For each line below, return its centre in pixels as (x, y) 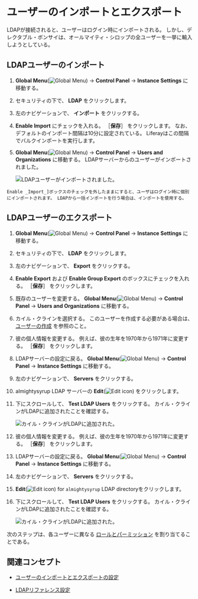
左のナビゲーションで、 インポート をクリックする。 (79, 113)
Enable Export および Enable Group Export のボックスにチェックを (97, 278)
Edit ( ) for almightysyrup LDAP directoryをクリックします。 (100, 489)
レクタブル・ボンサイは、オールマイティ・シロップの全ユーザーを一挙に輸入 (100, 37)
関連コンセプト (34, 562)
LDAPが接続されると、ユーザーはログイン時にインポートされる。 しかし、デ (100, 30)
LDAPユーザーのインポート (56, 65)
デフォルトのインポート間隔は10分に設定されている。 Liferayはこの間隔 (102, 133)
